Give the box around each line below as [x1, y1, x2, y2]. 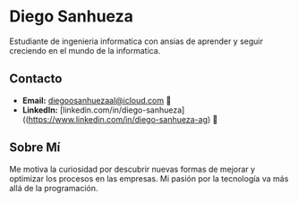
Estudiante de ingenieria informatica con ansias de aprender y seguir [9, 36, 264, 46]
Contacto [9, 72, 63, 87]
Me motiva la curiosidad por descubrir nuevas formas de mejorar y [9, 164, 256, 174]
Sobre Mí [9, 140, 61, 156]
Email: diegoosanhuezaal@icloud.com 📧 [21, 95, 172, 105]
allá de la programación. [9, 182, 98, 193]
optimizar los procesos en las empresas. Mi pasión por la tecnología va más [9, 173, 289, 184]
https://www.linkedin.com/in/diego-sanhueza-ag [28, 114, 209, 124]
